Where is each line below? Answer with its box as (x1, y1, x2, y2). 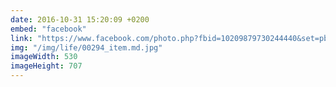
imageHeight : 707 (10, 61, 83, 71)
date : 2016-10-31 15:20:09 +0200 (10, 14, 150, 25)
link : (10, 33, 33, 43)
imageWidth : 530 (10, 52, 78, 62)
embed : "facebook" (10, 24, 87, 34)
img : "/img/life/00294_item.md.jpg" (10, 42, 163, 53)
